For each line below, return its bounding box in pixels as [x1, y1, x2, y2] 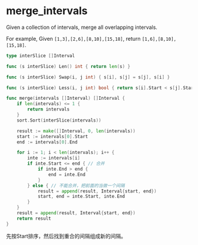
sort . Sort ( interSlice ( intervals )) [16, 117, 101, 123]
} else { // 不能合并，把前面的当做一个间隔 [27, 182, 125, 188]
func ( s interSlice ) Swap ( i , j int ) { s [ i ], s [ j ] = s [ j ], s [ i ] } [6, 74, 170, 80]
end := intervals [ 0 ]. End [16, 139, 78, 145]
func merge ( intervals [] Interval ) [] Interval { [6, 96, 126, 102]
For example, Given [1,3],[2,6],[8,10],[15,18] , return [6, 35, 141, 42]
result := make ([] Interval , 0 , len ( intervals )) [16, 128, 136, 134]
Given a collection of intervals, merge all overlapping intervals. [6, 24, 158, 31]
